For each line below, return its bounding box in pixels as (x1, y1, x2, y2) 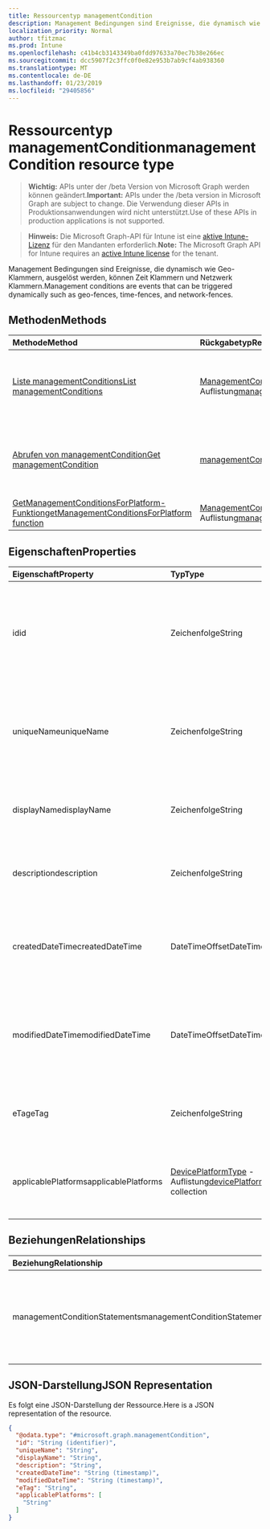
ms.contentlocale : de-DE (8, 72, 92, 80)
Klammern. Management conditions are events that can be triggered (8, 281, 233, 291)
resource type (78, 155, 174, 174)
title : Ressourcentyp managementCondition (8, 11, 153, 20)
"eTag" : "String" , (15, 1484, 78, 1492)
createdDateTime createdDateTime (12, 941, 142, 952)
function (12, 518, 44, 529)
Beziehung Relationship (12, 1257, 103, 1269)
